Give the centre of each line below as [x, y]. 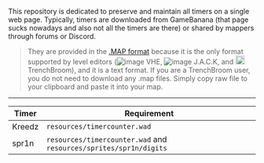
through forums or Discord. [52, 36]
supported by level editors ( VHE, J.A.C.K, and [130, 62]
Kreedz [26, 127]
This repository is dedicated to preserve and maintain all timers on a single [129, 11]
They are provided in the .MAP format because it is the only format [135, 51]
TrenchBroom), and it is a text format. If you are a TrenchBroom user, [139, 70]
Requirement [149, 113]
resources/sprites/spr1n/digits [106, 148]
